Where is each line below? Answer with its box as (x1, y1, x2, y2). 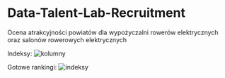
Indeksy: (7, 49, 33, 58)
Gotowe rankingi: (7, 63, 57, 71)
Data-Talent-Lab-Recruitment (7, 5, 186, 21)
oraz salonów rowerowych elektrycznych (7, 35, 127, 44)
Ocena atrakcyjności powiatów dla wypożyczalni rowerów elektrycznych (7, 28, 219, 37)
